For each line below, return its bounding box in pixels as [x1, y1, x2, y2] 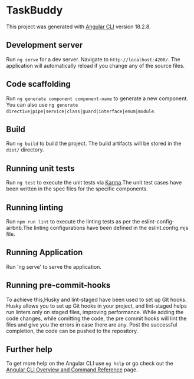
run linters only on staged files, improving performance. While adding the [6, 308, 184, 315]
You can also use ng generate [6, 101, 78, 108]
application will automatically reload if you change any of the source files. [6, 62, 185, 69]
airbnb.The [6, 225, 33, 231]
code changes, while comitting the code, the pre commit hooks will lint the [6, 315, 187, 322]
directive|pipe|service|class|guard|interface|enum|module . [6, 107, 156, 114]
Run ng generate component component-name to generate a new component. [6, 95, 189, 102]
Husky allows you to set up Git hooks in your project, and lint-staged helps [6, 302, 187, 309]
